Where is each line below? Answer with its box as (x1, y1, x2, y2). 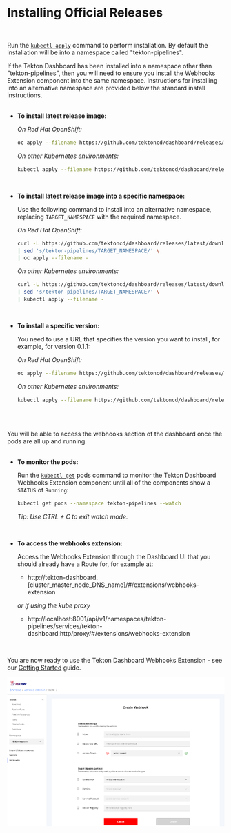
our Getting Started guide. (7, 663, 81, 672)
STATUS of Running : (17, 485, 69, 494)
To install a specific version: (17, 321, 100, 330)
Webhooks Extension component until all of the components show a (17, 478, 211, 487)
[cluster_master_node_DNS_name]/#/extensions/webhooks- (27, 581, 199, 589)
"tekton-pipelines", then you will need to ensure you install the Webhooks (7, 69, 216, 77)
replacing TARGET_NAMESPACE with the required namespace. (17, 212, 181, 221)
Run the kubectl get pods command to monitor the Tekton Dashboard (17, 471, 217, 479)
